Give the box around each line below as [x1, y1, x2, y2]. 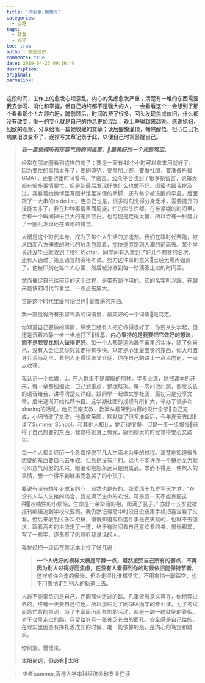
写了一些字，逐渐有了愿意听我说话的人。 [21, 531, 123, 539]
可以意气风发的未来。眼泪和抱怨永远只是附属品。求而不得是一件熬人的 [21, 465, 198, 472]
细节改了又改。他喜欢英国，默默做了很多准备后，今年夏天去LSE [37, 413, 197, 420]
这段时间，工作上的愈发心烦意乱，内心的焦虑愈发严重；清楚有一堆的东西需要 [6, 95, 199, 102]
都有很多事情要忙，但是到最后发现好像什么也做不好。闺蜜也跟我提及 [21, 182, 193, 190]
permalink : [6, 77, 34, 83]
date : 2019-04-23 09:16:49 [6, 60, 75, 66]
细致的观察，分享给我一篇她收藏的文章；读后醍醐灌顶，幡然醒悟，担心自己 [6, 125, 193, 133]
